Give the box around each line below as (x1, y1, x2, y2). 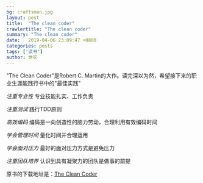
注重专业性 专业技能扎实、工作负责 (6, 92, 93, 99)
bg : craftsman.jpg (6, 9, 53, 15)
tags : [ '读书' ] (6, 49, 43, 55)
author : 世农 (6, 54, 38, 60)
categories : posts (6, 43, 53, 49)
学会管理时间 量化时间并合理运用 (6, 131, 88, 138)
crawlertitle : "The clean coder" (6, 26, 91, 32)
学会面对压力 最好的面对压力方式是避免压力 (6, 144, 115, 151)
